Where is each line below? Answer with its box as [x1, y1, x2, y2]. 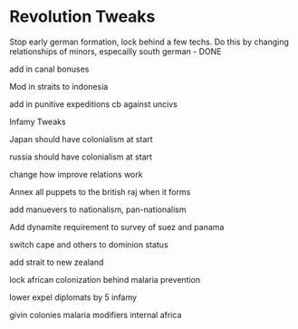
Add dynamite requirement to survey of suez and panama [9, 221, 225, 232]
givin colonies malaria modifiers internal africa [9, 309, 182, 320]
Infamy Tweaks [9, 116, 66, 127]
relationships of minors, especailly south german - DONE [9, 45, 222, 56]
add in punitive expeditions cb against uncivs [9, 98, 178, 110]
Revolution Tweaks [9, 6, 156, 27]
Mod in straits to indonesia [9, 81, 109, 92]
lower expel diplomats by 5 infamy [9, 292, 138, 303]
